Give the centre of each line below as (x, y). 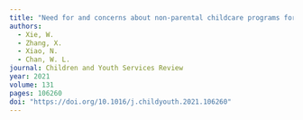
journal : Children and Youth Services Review (96, 69)
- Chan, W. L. (44, 60)
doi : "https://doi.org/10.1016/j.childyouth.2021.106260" (120, 102)
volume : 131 (32, 85)
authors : (26, 26)
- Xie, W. (36, 34)
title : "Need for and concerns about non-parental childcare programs (145, 18)
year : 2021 (30, 77)
